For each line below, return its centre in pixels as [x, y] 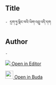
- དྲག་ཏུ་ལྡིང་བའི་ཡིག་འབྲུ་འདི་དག [28, 22]
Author [16, 42]
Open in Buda [29, 77]
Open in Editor [26, 64]
